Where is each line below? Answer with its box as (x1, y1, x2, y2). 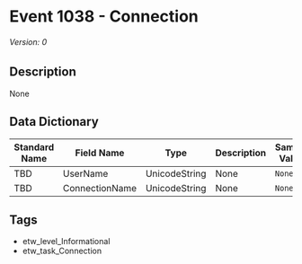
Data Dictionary (9, 114, 99, 129)
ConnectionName (62, 181, 138, 194)
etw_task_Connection (22, 245, 102, 257)
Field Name (75, 146, 125, 159)
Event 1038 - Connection (9, 6, 200, 27)
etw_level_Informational (22, 236, 111, 247)
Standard (13, 141, 55, 154)
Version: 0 (9, 36, 48, 47)
